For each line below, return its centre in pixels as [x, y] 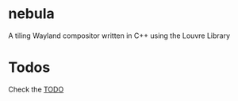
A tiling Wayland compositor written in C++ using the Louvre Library [119, 36]
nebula [32, 14]
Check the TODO [36, 89]
